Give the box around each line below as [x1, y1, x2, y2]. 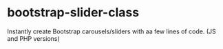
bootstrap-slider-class [7, 5, 140, 20]
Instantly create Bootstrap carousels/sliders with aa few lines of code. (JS [7, 27, 216, 35]
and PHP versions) [7, 34, 60, 42]
